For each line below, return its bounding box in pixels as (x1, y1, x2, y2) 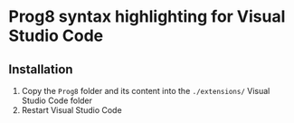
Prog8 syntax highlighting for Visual (8, 6, 286, 27)
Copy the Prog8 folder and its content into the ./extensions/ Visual (21, 86, 270, 96)
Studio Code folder (21, 95, 92, 106)
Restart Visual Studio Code (21, 105, 123, 115)
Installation (8, 61, 73, 77)
